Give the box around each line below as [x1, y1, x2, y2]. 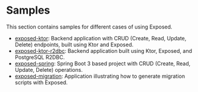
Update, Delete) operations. [14, 66, 83, 73]
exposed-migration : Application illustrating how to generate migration [14, 72, 186, 80]
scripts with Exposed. [14, 78, 68, 86]
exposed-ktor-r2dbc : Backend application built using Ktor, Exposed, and [14, 47, 192, 54]
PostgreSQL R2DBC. [14, 53, 65, 61]
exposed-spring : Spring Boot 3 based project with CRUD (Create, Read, [14, 60, 191, 67]
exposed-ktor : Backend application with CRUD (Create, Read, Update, [14, 34, 187, 42]
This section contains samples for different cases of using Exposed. [6, 23, 172, 30]
